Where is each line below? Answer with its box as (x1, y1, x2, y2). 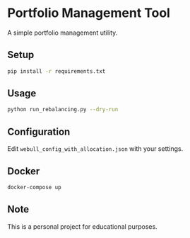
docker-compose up (7, 183, 61, 191)
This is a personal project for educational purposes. (7, 222, 158, 231)
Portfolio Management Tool (7, 5, 171, 21)
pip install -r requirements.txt (7, 67, 106, 75)
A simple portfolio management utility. (7, 28, 118, 37)
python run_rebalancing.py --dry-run (7, 106, 119, 113)
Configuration (7, 125, 71, 137)
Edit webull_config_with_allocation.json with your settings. (7, 144, 184, 153)
